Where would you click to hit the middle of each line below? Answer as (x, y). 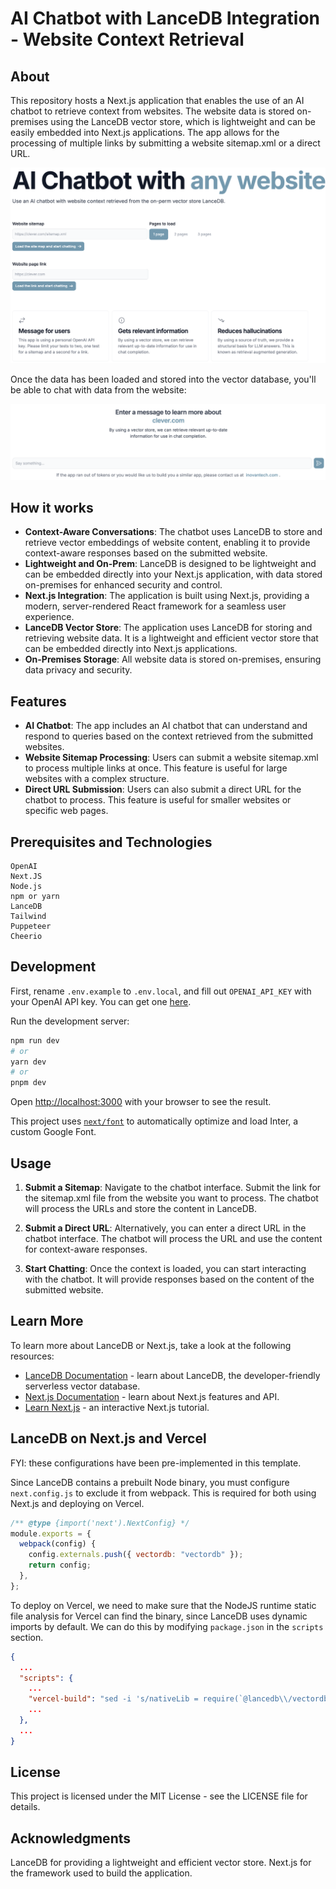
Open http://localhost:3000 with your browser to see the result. (141, 1102)
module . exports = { (51, 1533)
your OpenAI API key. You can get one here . (101, 1001)
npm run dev (35, 1040)
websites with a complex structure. (97, 779)
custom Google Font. (53, 1132)
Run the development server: (70, 1021)
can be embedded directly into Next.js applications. (131, 649)
